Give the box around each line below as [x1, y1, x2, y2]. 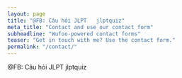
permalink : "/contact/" [7, 43, 78, 50]
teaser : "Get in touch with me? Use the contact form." [7, 37, 176, 44]
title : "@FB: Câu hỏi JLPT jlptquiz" [7, 17, 125, 24]
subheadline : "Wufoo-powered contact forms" [7, 30, 141, 38]
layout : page [7, 10, 46, 18]
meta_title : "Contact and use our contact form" [7, 23, 154, 30]
